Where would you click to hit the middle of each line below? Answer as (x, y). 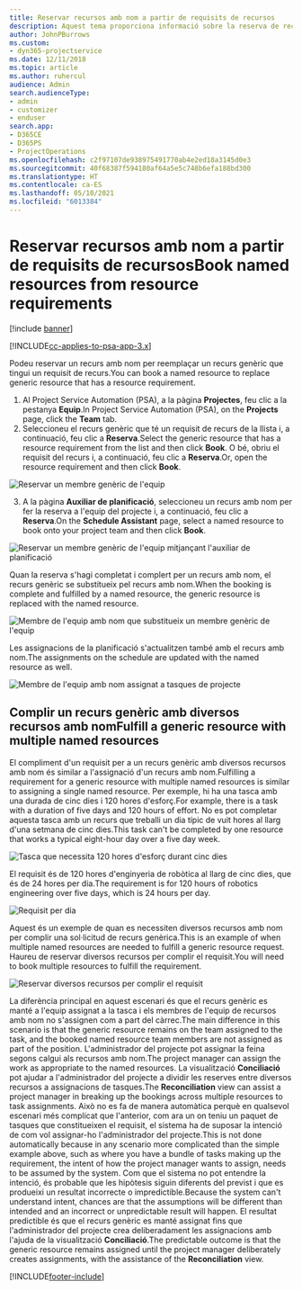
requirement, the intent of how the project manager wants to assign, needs (148, 1163)
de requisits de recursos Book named (150, 265)
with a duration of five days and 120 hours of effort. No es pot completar (143, 810)
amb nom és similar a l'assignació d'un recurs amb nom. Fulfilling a (133, 772)
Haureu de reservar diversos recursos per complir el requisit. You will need (147, 956)
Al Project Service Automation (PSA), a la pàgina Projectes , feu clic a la (155, 399)
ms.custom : (30, 43)
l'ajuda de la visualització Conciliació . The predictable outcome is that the (145, 1240)
